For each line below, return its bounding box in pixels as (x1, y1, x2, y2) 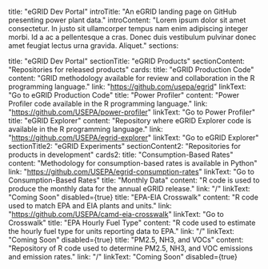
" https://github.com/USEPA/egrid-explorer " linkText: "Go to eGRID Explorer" (8, 133, 259, 143)
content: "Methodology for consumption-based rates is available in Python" (8, 159, 258, 167)
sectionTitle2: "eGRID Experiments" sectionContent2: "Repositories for (8, 142, 242, 151)
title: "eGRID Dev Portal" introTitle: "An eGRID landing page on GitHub (8, 7, 238, 16)
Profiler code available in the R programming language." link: (8, 99, 208, 108)
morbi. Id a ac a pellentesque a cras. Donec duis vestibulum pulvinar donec (8, 32, 257, 42)
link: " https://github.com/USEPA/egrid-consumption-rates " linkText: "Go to (8, 167, 254, 176)
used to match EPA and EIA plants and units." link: (8, 201, 172, 211)
